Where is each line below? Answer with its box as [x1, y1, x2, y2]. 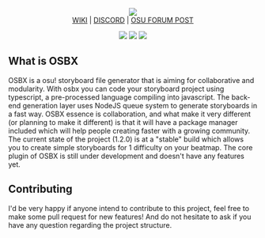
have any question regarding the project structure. [8, 220, 172, 229]
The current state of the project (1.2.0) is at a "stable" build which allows [8, 134, 244, 144]
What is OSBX [8, 55, 79, 68]
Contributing [8, 183, 73, 196]
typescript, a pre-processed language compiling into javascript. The [8, 92, 230, 102]
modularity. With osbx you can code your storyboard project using [8, 84, 225, 93]
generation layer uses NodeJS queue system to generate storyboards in [22, 100, 258, 110]
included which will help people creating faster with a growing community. [8, 126, 251, 135]
